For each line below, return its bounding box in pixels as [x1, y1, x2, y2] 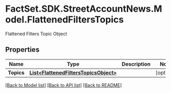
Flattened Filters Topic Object [5, 30, 67, 37]
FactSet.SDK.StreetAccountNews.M [5, 3, 162, 15]
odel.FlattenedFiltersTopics [5, 14, 124, 25]
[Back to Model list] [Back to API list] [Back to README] [5, 82, 122, 88]
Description [121, 60, 151, 68]
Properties [5, 45, 40, 54]
